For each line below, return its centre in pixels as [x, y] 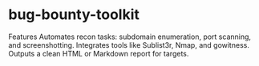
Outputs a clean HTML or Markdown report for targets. [99, 53]
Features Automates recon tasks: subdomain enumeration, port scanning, [129, 37]
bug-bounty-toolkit [74, 15]
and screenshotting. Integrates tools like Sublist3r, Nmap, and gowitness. [129, 45]
